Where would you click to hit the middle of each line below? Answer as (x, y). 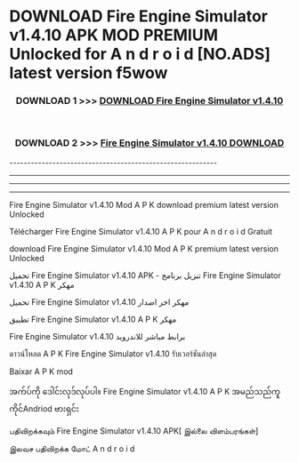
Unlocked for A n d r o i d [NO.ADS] (140, 54)
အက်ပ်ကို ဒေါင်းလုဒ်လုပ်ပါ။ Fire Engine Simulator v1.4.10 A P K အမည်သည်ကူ (145, 391)
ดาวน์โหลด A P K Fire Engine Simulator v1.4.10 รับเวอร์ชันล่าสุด (113, 354)
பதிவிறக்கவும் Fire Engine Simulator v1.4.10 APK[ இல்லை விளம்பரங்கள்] (134, 431)
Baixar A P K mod (41, 371)
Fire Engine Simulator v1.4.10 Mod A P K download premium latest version (144, 204)
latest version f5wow (89, 73)
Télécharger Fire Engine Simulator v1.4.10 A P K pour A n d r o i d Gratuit (141, 231)
